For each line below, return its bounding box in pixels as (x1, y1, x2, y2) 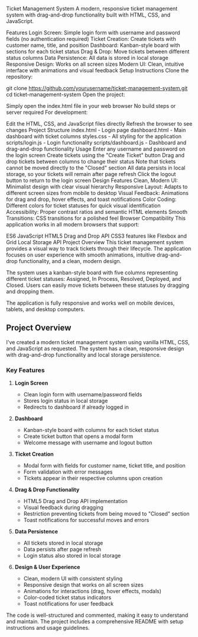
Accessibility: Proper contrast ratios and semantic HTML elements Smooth (6, 209, 188, 215)
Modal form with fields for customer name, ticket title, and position (23, 462, 186, 469)
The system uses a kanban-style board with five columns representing (6, 269, 178, 276)
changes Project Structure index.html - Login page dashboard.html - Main (6, 127, 186, 133)
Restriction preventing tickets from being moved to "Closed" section (23, 510, 190, 517)
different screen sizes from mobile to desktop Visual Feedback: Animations (6, 190, 189, 196)
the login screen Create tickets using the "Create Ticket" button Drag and (6, 152, 185, 159)
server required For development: (6, 109, 88, 116)
